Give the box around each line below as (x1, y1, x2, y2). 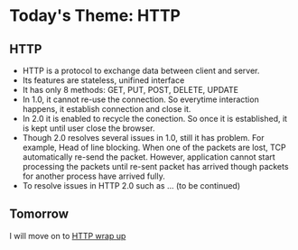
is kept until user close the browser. (22, 123, 155, 134)
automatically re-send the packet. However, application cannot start (22, 152, 275, 162)
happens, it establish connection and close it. (22, 104, 191, 114)
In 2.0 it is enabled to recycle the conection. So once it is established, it (22, 114, 287, 124)
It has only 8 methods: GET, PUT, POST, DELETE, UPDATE (22, 85, 239, 95)
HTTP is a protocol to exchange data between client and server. (22, 65, 260, 76)
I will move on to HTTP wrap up (9, 230, 126, 241)
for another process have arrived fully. (22, 171, 165, 181)
